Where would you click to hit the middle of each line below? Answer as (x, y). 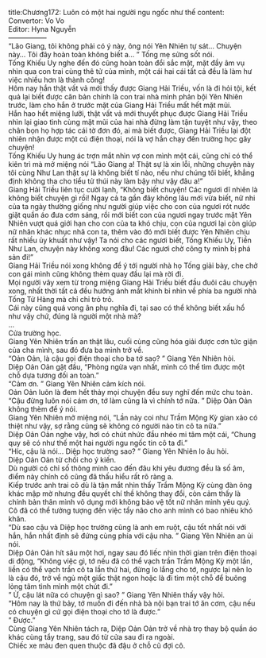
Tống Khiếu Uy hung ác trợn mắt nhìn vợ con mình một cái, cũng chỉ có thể (131, 156)
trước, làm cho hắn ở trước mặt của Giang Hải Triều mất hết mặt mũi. (120, 105)
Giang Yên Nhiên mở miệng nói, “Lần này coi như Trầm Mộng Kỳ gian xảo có (133, 418)
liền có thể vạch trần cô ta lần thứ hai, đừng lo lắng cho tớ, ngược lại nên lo (130, 569)
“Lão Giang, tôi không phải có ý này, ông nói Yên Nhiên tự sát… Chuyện (125, 46)
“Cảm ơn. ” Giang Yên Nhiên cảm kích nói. (77, 384)
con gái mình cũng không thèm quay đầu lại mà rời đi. (96, 274)
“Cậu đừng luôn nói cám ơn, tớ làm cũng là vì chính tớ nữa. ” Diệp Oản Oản (130, 401)
